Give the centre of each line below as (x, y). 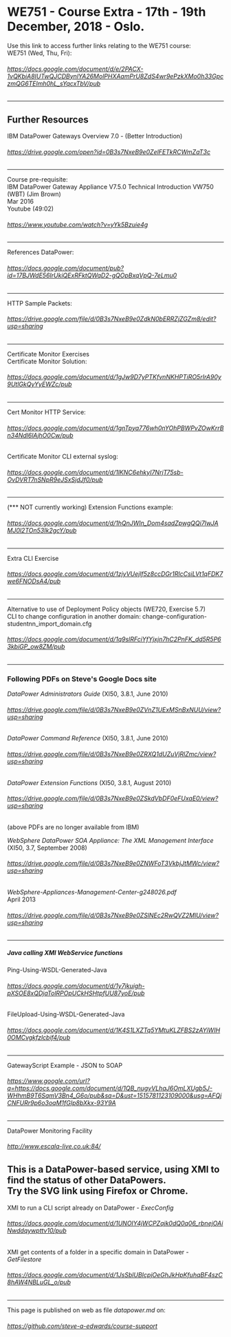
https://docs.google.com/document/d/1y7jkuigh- (76, 985)
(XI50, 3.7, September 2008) (47, 848)
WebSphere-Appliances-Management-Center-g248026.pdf (92, 892)
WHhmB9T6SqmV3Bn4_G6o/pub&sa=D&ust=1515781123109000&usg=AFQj (114, 1095)
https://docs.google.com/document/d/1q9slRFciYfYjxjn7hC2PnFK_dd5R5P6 (114, 639)
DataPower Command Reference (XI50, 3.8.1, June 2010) (88, 738)
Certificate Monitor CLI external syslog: (63, 457)
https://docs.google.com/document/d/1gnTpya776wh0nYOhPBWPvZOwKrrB (115, 428)
